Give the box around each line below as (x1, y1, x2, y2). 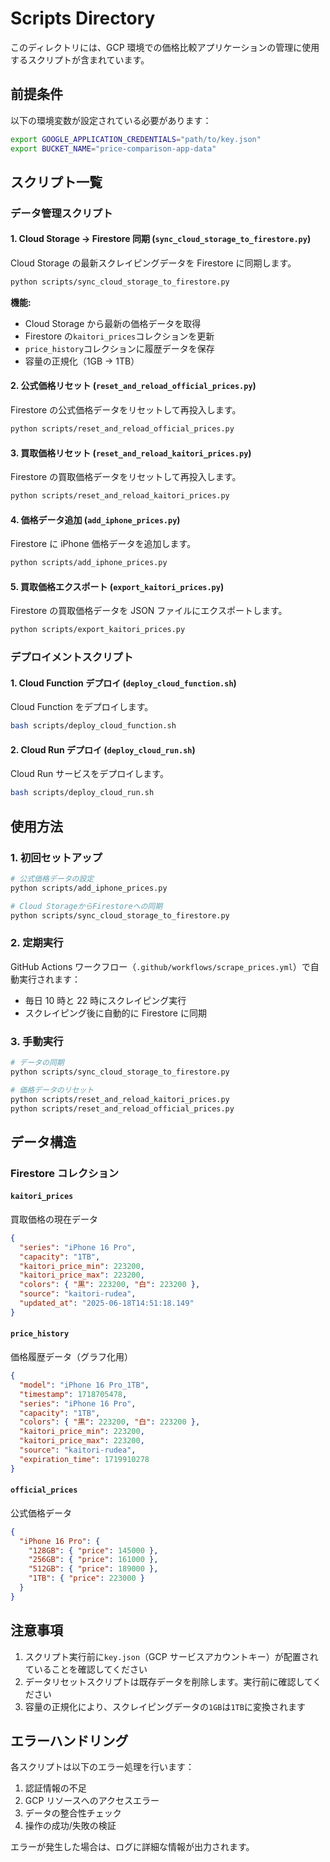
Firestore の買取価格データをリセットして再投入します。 (10, 471, 242, 483)
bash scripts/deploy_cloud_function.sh (10, 721, 177, 731)
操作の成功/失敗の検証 (24, 1820, 117, 1832)
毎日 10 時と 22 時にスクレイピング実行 (24, 994, 187, 1006)
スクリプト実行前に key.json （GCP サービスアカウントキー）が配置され (24, 1650, 319, 1662)
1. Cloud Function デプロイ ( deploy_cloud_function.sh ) (10, 677, 237, 689)
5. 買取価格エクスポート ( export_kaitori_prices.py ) (10, 580, 225, 592)
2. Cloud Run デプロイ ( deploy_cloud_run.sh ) (10, 743, 196, 756)
